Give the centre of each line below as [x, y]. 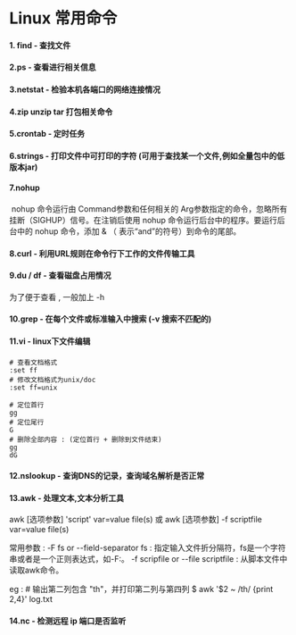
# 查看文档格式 [33, 363]
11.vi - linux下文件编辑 [50, 341]
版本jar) [24, 167]
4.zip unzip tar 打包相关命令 [61, 112]
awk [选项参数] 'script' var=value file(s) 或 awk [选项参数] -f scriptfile [136, 520]
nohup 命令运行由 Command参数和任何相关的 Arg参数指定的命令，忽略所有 [149, 209]
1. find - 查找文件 [40, 45]
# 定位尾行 [27, 422]
